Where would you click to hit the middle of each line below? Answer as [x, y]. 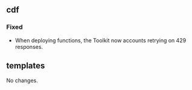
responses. [29, 47]
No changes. [22, 80]
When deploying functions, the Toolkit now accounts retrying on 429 [101, 40]
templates [26, 66]
